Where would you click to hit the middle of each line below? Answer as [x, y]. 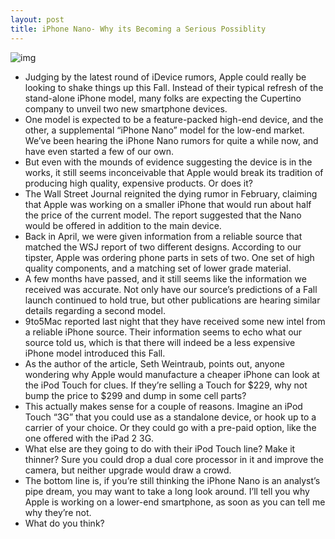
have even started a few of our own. [99, 151]
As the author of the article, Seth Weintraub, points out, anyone [155, 363]
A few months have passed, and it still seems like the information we [165, 278]
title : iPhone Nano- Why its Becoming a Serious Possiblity [138, 29]
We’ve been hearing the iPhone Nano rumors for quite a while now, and [171, 140]
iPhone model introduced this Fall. [95, 353]
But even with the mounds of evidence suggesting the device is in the [168, 162]
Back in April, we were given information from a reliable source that [163, 236]
